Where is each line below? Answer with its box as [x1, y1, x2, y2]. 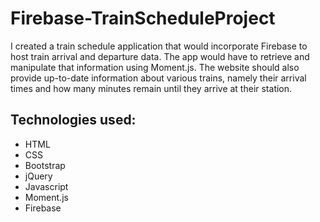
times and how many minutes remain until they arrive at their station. [10, 82, 293, 94]
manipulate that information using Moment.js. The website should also [10, 61, 300, 73]
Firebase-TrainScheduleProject [10, 7, 276, 30]
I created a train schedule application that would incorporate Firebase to [10, 40, 308, 52]
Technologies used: [10, 112, 137, 129]
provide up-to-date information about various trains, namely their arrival [10, 72, 307, 84]
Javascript [24, 180, 69, 192]
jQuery [24, 170, 53, 182]
